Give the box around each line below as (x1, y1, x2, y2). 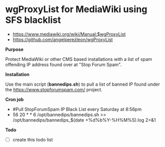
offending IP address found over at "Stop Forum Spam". (5, 61, 122, 67)
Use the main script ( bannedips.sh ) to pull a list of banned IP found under (5, 81, 160, 87)
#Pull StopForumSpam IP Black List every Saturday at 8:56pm (12, 106, 142, 112)
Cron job (5, 96, 24, 102)
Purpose (5, 46, 24, 52)
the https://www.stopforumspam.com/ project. (5, 86, 103, 92)
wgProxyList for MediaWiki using (5, 4, 148, 15)
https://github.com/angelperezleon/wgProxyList (12, 36, 113, 43)
